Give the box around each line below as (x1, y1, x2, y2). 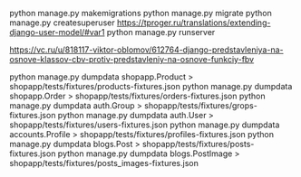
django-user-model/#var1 (9, 27, 105, 37)
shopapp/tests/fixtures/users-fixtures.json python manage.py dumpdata (9, 119, 280, 130)
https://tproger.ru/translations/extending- (116, 17, 271, 28)
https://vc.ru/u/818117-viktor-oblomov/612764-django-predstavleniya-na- (9, 44, 284, 55)
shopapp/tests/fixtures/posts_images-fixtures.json (9, 158, 199, 168)
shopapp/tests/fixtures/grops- (143, 100, 258, 111)
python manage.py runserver (106, 27, 216, 37)
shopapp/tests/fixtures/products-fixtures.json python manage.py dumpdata (9, 81, 293, 91)
